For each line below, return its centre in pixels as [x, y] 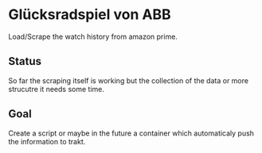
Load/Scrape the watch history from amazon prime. [93, 36]
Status [25, 61]
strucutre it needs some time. [57, 89]
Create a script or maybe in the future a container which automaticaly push [131, 133]
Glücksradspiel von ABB [90, 15]
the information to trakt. [47, 141]
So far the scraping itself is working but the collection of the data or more [129, 80]
